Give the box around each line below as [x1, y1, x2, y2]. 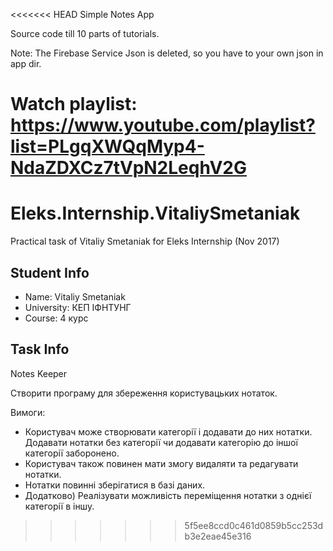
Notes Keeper [10, 367, 68, 379]
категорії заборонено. [24, 447, 120, 459]
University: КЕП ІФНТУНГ [24, 301, 132, 313]
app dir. [10, 58, 42, 69]
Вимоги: [10, 406, 46, 418]
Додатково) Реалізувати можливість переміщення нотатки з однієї [24, 489, 312, 501]
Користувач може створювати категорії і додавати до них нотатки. [24, 425, 313, 438]
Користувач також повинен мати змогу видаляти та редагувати [24, 457, 299, 469]
